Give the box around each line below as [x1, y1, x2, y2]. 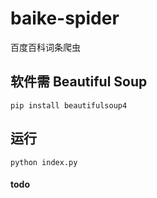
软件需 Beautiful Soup [10, 73, 148, 91]
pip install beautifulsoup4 [10, 100, 128, 111]
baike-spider [10, 7, 120, 30]
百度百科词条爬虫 [10, 41, 81, 53]
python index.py [10, 157, 78, 167]
